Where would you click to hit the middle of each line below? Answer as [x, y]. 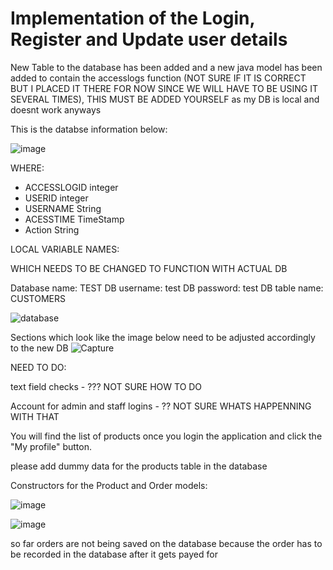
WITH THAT [35, 416]
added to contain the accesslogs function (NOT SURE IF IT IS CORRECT [158, 78]
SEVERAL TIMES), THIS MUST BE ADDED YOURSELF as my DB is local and [165, 99]
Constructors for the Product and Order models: [109, 485]
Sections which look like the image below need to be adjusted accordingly [163, 337]
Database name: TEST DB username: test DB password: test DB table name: [167, 288]
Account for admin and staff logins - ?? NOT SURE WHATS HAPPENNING [161, 406]
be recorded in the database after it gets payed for [114, 554]
